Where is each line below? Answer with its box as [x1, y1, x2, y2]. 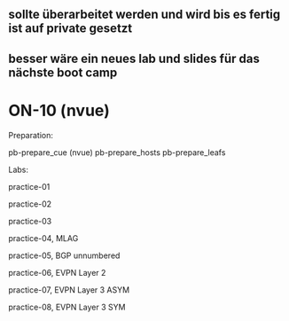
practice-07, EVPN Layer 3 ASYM [8, 284, 130, 295]
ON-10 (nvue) [8, 100, 110, 121]
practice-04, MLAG [8, 232, 79, 243]
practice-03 [8, 215, 52, 226]
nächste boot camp [8, 65, 118, 80]
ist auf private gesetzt [8, 21, 133, 36]
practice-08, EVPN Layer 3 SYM [8, 301, 126, 312]
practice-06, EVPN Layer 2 [8, 267, 106, 278]
